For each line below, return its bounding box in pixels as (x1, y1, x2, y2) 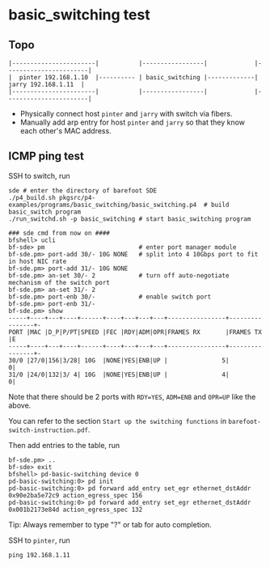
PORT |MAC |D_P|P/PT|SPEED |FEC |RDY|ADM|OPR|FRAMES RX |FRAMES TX (8, 328, 263, 336)
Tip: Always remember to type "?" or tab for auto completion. (8, 519, 212, 529)
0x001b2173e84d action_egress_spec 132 (8, 506, 143, 514)
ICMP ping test (8, 150, 85, 163)
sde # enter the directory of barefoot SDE (8, 186, 158, 195)
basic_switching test (8, 6, 151, 24)
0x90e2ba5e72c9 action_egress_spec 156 (8, 491, 143, 499)
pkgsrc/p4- (59, 193, 95, 201)
